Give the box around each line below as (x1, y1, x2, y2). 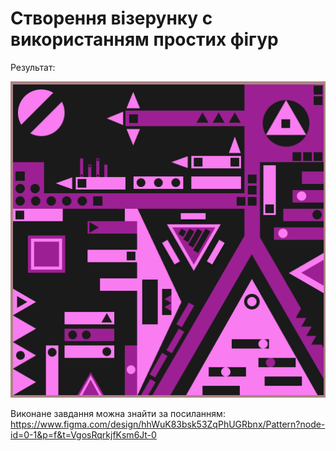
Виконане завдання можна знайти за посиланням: (10, 407, 226, 419)
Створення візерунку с (10, 7, 213, 30)
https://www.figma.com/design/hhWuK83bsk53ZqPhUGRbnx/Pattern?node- (10, 418, 326, 430)
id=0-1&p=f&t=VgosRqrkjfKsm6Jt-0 (10, 428, 157, 441)
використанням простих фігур (10, 28, 279, 51)
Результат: (10, 61, 56, 73)
